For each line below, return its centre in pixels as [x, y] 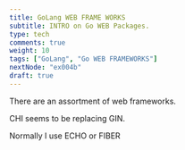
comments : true [38, 42]
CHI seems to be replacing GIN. [67, 118]
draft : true [31, 76]
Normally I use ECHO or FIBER [65, 136]
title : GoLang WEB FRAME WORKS [67, 17]
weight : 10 [29, 51]
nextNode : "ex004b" [46, 68]
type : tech [29, 34]
